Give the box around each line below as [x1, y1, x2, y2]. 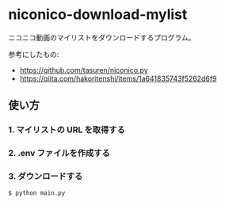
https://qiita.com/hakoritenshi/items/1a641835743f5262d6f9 [19, 74, 217, 83]
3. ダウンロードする [8, 171, 83, 182]
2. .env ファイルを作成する [8, 148, 111, 159]
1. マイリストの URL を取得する [8, 124, 125, 135]
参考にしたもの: [8, 49, 59, 59]
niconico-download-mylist [8, 6, 188, 24]
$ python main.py [8, 189, 66, 197]
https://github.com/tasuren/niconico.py [19, 65, 148, 74]
